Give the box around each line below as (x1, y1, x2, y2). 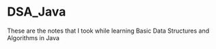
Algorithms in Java (7, 33, 60, 42)
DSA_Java (7, 4, 66, 20)
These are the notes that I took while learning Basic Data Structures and (7, 27, 210, 35)
